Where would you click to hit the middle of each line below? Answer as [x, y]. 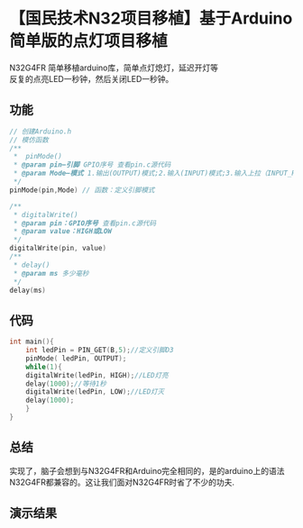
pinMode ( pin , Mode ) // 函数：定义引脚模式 [82, 190]
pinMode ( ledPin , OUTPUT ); [76, 358]
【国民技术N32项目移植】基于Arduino [151, 18]
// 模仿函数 [29, 140]
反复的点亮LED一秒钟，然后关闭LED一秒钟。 [92, 78]
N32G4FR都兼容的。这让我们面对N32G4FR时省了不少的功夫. [122, 482]
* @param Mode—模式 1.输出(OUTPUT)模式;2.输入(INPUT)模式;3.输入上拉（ [140, 173]
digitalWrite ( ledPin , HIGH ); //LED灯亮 [97, 375]
